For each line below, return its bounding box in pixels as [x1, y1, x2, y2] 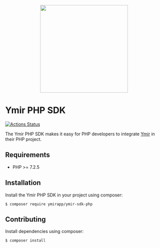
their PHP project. [5, 136, 42, 142]
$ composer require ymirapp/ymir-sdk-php [5, 201, 93, 206]
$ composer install [5, 238, 46, 243]
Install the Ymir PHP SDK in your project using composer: [5, 192, 123, 198]
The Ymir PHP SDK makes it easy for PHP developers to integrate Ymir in [5, 131, 155, 137]
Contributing [5, 215, 46, 223]
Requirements [5, 151, 50, 159]
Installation [5, 178, 41, 187]
